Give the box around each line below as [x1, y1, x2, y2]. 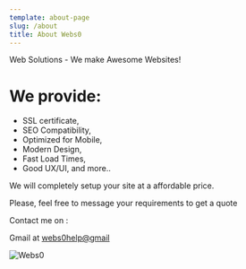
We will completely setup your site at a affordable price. [9, 180, 215, 191]
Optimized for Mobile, [21, 134, 103, 145]
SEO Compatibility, [21, 125, 92, 135]
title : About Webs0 [9, 30, 82, 39]
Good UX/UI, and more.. [21, 163, 112, 174]
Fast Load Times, [21, 153, 87, 164]
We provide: [9, 86, 102, 106]
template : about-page [9, 13, 90, 22]
